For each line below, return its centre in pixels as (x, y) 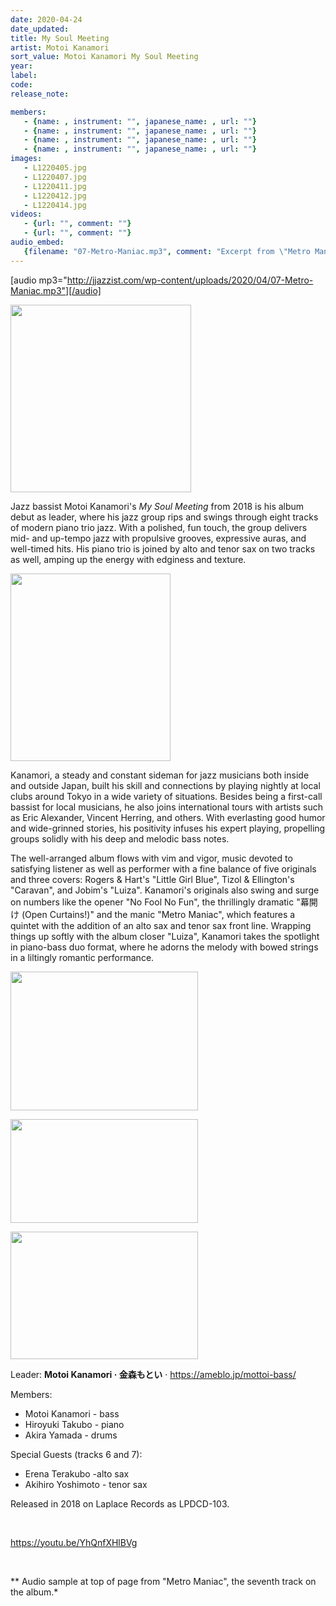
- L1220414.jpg (55, 205)
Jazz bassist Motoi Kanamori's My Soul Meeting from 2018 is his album (157, 506)
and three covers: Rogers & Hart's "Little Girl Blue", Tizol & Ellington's (152, 879)
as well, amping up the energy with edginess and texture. (128, 559)
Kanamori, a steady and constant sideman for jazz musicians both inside (160, 775)
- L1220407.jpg (55, 177)
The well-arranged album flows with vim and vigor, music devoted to (151, 858)
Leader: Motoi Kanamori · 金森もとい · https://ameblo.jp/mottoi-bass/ (153, 1374)
